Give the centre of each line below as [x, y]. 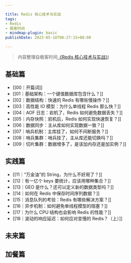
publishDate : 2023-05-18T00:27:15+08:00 [48, 38]
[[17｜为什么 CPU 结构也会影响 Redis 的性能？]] [62, 212]
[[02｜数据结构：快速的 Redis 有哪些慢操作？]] [61, 100]
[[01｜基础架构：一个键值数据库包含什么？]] [58, 94]
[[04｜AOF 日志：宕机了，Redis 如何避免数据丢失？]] [68, 112]
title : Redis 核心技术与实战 [33, 14]
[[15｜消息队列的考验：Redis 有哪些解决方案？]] [62, 200]
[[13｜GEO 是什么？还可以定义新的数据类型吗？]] [63, 187]
